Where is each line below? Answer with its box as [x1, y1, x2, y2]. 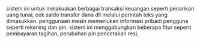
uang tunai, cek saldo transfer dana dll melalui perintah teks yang [6, 11, 168, 18]
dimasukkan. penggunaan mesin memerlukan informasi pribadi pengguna [6, 18, 189, 24]
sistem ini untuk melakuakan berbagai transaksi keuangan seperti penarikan [6, 5, 195, 12]
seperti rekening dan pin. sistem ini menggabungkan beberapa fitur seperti [6, 24, 192, 31]
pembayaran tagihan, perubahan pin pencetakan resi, [6, 30, 139, 37]
